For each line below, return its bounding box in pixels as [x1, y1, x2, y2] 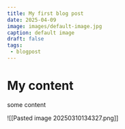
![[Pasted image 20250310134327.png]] [7, 114, 119, 122]
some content [7, 100, 46, 108]
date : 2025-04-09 [7, 16, 57, 23]
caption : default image [7, 29, 75, 36]
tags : [7, 42, 23, 49]
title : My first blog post [7, 10, 84, 17]
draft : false [7, 36, 44, 43]
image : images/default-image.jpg [7, 23, 102, 30]
